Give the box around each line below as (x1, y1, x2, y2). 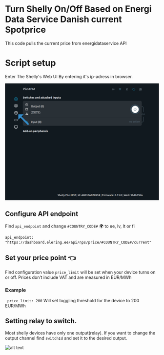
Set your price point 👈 (5, 254, 76, 262)
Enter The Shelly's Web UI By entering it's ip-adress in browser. (5, 73, 133, 79)
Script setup (5, 58, 56, 69)
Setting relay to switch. (5, 317, 77, 325)
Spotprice (5, 24, 46, 35)
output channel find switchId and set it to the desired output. (5, 335, 127, 341)
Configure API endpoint (5, 210, 79, 218)
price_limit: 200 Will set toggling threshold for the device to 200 (7, 298, 140, 304)
